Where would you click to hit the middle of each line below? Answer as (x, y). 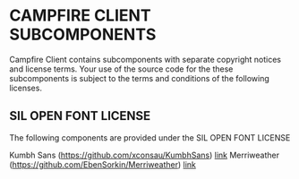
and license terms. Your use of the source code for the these (121, 69)
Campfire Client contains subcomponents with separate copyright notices (145, 59)
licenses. (26, 88)
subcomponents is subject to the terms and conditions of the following (140, 78)
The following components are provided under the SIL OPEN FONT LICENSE (150, 137)
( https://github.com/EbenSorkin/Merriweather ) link (103, 164)
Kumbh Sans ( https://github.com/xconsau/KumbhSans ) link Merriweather (145, 155)
